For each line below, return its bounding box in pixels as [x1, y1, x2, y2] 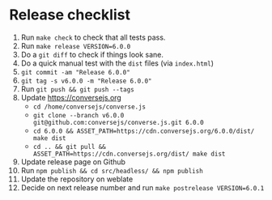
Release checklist [9, 6, 130, 24]
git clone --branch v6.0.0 [32, 111, 125, 119]
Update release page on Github [20, 156, 126, 167]
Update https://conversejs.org [20, 92, 122, 102]
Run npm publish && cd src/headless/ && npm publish [20, 165, 203, 175]
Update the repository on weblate [20, 174, 134, 184]
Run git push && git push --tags [20, 83, 134, 94]
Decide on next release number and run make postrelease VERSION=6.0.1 [20, 182, 265, 192]
